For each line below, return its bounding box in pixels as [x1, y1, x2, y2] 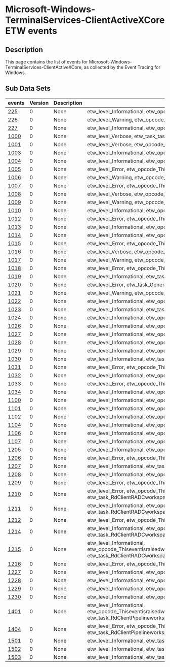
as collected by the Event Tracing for [83, 64, 161, 70]
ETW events [5, 25, 57, 37]
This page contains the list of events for [5, 59, 88, 64]
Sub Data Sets [5, 84, 51, 93]
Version [29, 99, 49, 106]
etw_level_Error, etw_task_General [87, 281, 168, 288]
